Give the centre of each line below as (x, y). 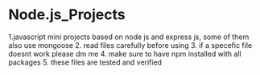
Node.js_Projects (67, 15)
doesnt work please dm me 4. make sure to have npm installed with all (125, 53)
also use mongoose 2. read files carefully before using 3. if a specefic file (130, 45)
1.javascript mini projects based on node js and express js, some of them (129, 37)
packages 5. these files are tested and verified (85, 62)
